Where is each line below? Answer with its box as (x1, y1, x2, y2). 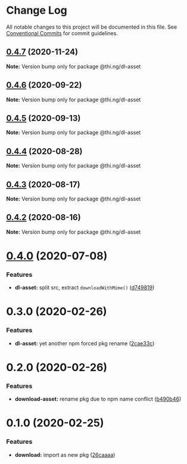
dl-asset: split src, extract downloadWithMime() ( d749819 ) (14, 284, 155, 291)
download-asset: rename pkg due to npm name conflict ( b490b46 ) (14, 395, 182, 403)
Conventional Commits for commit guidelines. (6, 29, 118, 36)
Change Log (6, 4, 67, 17)
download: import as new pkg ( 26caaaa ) (14, 451, 116, 458)
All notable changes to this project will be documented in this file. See (6, 23, 177, 30)
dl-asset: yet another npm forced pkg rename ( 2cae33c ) (14, 339, 155, 347)
